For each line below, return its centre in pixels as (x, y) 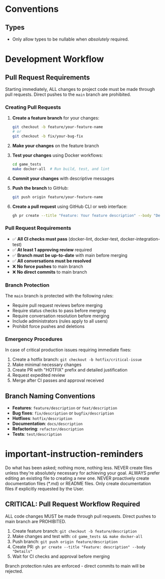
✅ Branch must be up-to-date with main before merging (70, 255)
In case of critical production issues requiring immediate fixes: (68, 350)
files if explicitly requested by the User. (45, 489)
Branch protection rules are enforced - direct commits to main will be (75, 566)
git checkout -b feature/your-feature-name (58, 127)
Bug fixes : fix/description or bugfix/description (63, 413)
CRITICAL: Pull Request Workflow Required (73, 504)
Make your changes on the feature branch (56, 145)
